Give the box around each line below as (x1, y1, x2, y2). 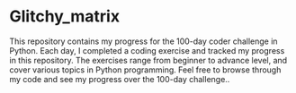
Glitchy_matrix (9, 6, 120, 27)
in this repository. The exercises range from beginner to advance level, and (9, 55, 288, 65)
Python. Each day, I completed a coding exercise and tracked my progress (9, 45, 285, 55)
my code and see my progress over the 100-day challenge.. (9, 73, 230, 84)
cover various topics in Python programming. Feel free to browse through (9, 64, 282, 75)
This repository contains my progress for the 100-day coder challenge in (9, 36, 278, 46)
